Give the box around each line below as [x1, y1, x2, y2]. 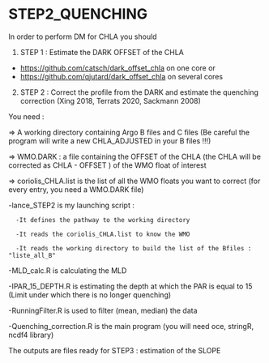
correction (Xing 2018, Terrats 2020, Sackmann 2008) [19, 96, 201, 105]
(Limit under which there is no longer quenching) [8, 289, 172, 300]
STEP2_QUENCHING [8, 5, 148, 23]
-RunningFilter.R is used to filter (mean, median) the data [8, 305, 198, 315]
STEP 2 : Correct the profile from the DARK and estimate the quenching [19, 87, 259, 97]
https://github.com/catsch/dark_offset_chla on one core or [19, 62, 216, 73]
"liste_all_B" [8, 251, 57, 259]
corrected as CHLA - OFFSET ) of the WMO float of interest [8, 160, 207, 170]
